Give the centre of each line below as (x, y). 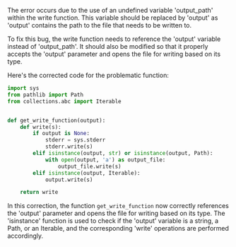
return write (39, 193)
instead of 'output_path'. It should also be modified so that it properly (108, 46)
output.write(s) (69, 180)
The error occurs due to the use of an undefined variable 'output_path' (110, 10)
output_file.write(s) (89, 166)
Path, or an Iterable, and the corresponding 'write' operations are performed (118, 229)
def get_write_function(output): (57, 120)
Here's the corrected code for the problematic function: (88, 75)
